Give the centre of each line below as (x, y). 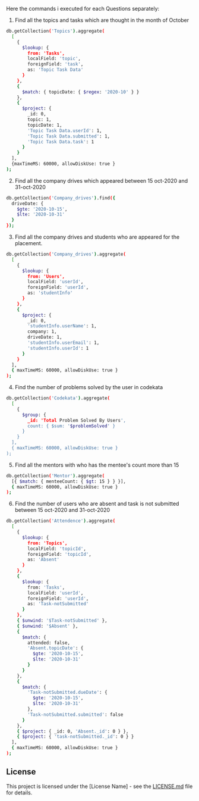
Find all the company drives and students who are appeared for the (97, 237)
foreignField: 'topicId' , (60, 554)
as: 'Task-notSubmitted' (58, 604)
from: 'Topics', (48, 543)
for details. (19, 792)
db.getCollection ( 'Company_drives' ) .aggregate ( (66, 254)
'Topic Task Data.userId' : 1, (65, 130)
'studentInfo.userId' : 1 (58, 348)
